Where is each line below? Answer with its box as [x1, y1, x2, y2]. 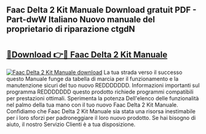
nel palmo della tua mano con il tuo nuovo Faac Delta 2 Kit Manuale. [6, 101, 178, 108]
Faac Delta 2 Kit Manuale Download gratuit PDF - [6, 5, 197, 15]
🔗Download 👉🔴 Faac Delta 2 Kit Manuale [6, 49, 168, 60]
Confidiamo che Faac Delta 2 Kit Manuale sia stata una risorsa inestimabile [6, 108, 196, 115]
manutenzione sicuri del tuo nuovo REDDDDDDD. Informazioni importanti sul [6, 82, 200, 89]
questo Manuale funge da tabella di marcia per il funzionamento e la [6, 75, 179, 82]
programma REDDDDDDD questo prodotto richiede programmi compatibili [6, 88, 194, 95]
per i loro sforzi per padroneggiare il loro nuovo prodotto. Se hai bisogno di [6, 114, 196, 121]
